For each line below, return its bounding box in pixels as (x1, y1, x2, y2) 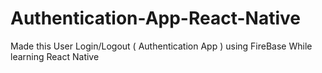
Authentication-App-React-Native (10, 7, 301, 30)
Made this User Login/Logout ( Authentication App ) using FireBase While (10, 40, 313, 52)
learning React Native (10, 50, 100, 62)
